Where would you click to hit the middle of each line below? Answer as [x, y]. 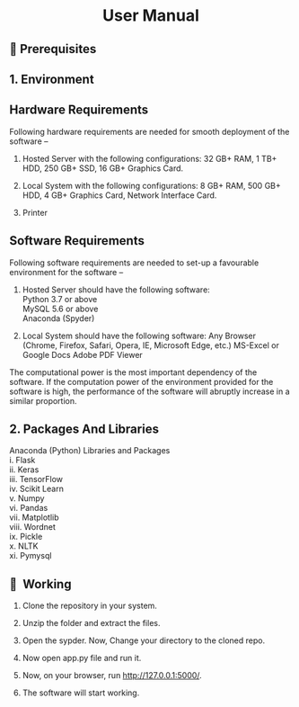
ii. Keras [24, 470]
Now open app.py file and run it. [82, 658]
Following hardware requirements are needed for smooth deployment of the [149, 131]
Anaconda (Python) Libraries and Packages [90, 451]
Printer [35, 212]
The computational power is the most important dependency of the [133, 372]
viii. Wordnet [33, 527]
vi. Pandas [29, 508]
